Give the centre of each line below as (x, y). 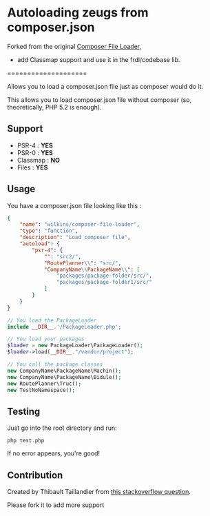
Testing (24, 411)
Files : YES (32, 167)
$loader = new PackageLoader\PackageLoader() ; (75, 346)
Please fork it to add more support (56, 505)
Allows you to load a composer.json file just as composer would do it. (105, 86)
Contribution (35, 475)
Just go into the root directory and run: (62, 428)
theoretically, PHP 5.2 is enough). (54, 107)
